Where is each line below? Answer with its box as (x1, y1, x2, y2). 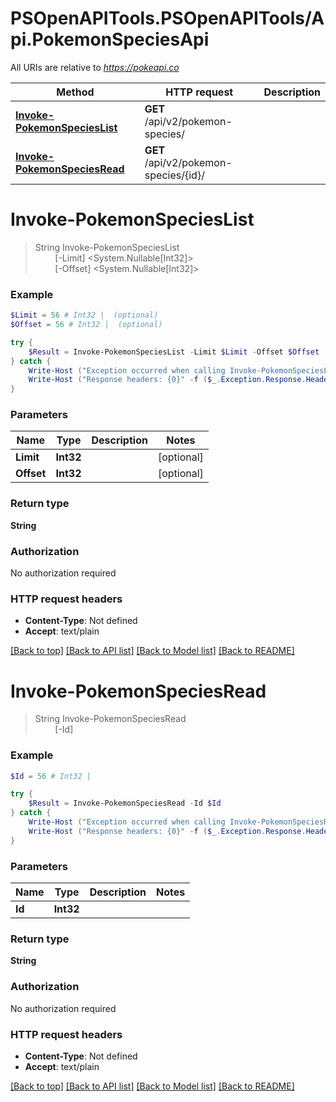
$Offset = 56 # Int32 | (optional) (10, 320, 163, 330)
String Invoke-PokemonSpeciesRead (34, 713, 187, 725)
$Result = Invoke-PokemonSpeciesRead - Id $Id (28, 798, 222, 809)
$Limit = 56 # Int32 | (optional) (10, 310, 159, 321)
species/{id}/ (144, 168, 205, 182)
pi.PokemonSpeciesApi (10, 28, 210, 51)
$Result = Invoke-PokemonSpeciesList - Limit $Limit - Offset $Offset (28, 347, 320, 357)
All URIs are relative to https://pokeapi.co (10, 61, 180, 73)
